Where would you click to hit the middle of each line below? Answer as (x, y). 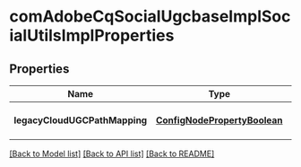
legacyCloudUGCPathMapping (81, 120)
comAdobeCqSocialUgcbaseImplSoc (150, 17)
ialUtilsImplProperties (92, 35)
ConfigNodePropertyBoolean (219, 120)
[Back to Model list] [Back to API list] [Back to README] (112, 154)
